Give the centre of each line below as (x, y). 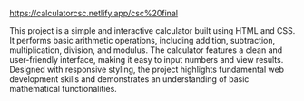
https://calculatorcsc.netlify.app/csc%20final (94, 13)
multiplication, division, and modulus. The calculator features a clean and (146, 50)
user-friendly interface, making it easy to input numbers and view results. (147, 60)
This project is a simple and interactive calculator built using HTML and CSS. (152, 30)
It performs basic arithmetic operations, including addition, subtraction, (142, 40)
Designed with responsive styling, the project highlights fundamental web (147, 69)
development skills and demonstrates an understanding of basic (129, 79)
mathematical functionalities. (64, 89)
